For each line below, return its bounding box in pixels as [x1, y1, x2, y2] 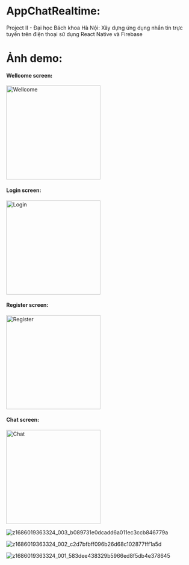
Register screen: [6, 301, 49, 309]
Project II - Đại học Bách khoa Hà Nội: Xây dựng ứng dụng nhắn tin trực [6, 24, 184, 31]
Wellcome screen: [6, 72, 53, 79]
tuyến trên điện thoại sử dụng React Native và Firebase [6, 30, 143, 37]
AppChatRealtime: [6, 4, 101, 18]
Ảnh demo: [6, 52, 63, 66]
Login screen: [6, 187, 42, 194]
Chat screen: [6, 416, 40, 424]
